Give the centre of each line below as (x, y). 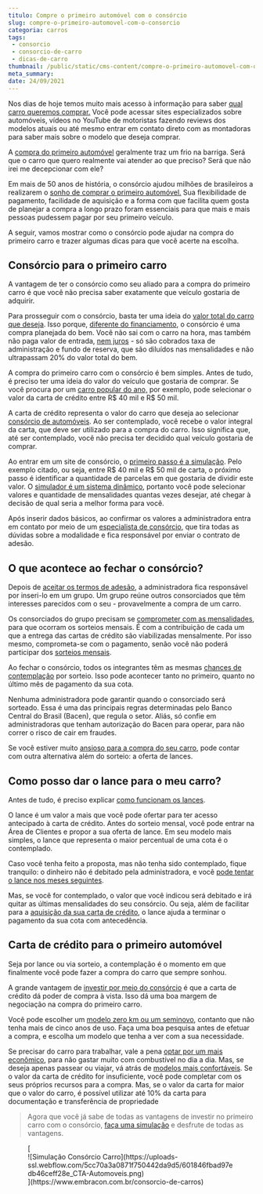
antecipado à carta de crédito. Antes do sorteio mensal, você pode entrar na (131, 823)
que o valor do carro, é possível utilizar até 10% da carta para (107, 1093)
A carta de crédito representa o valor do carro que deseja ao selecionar (124, 413)
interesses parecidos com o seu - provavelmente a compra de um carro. (125, 604)
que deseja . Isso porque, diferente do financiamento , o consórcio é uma (124, 324)
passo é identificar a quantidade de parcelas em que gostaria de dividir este (131, 479)
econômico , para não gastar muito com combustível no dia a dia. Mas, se (126, 1059)
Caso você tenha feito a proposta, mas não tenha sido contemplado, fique (128, 863)
